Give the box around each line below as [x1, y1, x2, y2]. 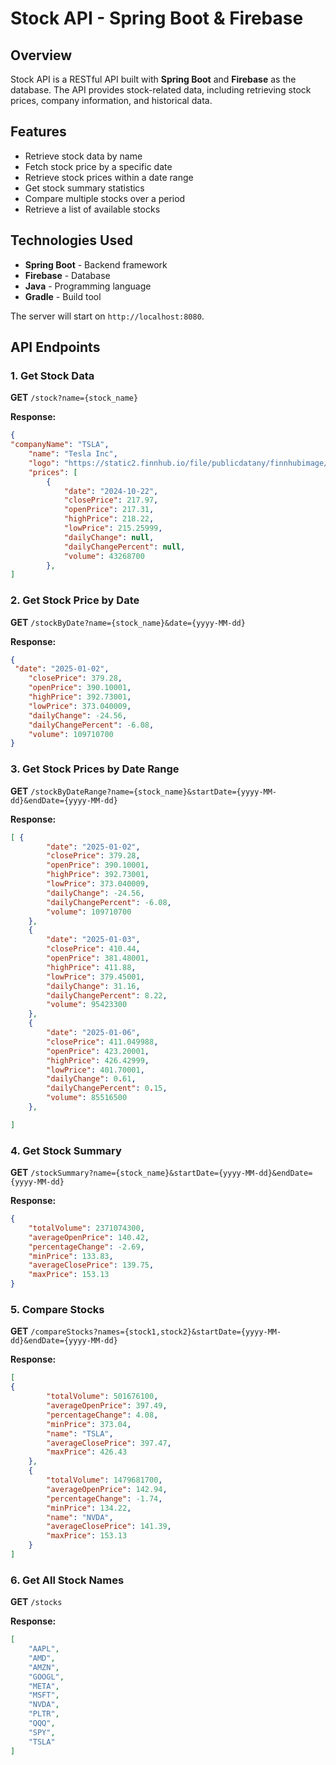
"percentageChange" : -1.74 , [46, 1493, 163, 1504]
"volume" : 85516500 [46, 1093, 128, 1103]
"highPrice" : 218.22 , [63, 514, 155, 524]
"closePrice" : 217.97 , [63, 495, 159, 506]
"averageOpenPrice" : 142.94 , [46, 1484, 168, 1494]
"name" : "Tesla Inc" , [28, 449, 118, 459]
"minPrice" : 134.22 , [46, 1503, 132, 1513]
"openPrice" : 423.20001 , [46, 1046, 150, 1056]
